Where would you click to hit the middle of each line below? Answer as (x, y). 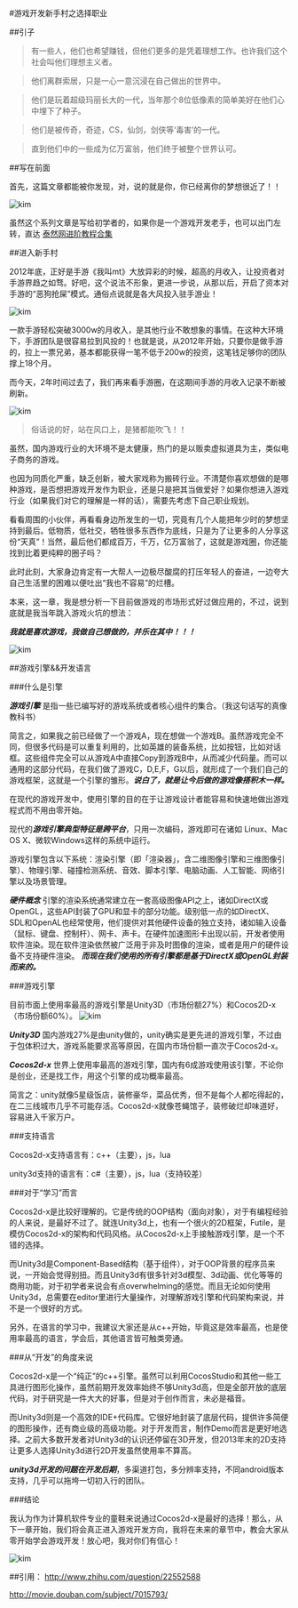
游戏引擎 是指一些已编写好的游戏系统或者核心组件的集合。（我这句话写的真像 (148, 706)
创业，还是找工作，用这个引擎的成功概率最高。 (102, 1076)
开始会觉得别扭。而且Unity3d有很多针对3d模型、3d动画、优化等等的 (157, 1275)
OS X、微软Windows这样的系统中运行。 (82, 840)
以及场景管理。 (44, 881)
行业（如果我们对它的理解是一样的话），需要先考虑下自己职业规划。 (132, 500)
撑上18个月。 (33, 363)
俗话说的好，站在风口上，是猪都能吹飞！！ (109, 429)
